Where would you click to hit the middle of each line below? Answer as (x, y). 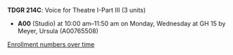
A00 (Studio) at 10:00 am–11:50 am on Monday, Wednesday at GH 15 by (121, 23)
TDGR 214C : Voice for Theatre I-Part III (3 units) (77, 10)
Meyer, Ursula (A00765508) (58, 31)
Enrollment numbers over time (51, 44)
